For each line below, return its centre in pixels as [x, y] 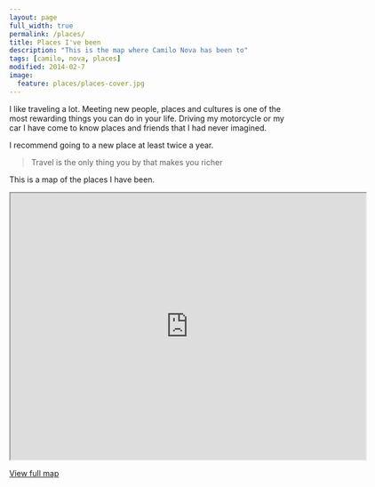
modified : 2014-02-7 [48, 68]
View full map [34, 473]
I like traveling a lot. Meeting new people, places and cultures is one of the [145, 108]
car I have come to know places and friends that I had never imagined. [138, 128]
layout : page [33, 17]
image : [21, 76]
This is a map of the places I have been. [82, 180]
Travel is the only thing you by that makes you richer [127, 162]
